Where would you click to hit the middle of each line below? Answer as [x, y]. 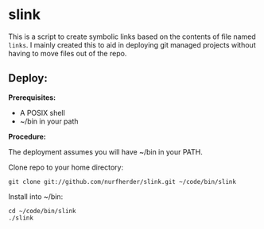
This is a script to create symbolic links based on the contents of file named [132, 36]
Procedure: [27, 136]
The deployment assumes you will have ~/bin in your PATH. [105, 151]
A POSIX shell [42, 113]
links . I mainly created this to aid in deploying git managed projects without [132, 44]
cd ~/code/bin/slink [43, 211]
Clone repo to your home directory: [66, 167]
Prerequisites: [32, 97]
